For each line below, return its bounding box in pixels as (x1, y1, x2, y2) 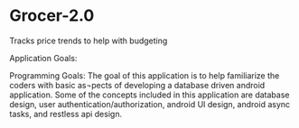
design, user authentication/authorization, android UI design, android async (9, 98, 291, 109)
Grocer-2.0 (9, 5, 95, 26)
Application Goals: (9, 52, 78, 63)
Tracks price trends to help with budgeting (9, 35, 168, 46)
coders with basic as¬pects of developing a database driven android (9, 79, 266, 90)
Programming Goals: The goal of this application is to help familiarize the (9, 69, 280, 81)
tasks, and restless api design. (9, 108, 123, 119)
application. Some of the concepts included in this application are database (9, 89, 290, 100)
